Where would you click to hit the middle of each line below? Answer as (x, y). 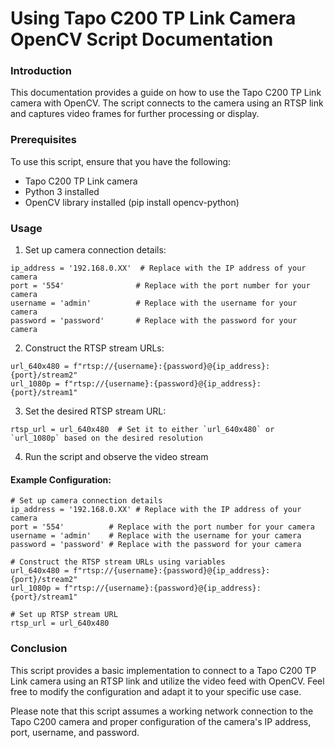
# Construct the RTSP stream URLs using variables (118, 562)
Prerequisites (43, 140)
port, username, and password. (75, 732)
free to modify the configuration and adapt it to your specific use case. (156, 691)
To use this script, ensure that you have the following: (121, 161)
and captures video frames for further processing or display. (135, 114)
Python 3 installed (62, 191)
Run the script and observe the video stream (116, 457)
